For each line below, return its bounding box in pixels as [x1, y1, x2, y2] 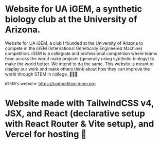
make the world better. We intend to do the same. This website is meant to [5, 61, 154, 67]
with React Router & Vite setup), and [5, 118, 154, 129]
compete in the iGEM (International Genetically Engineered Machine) [5, 45, 143, 51]
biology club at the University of [5, 14, 138, 25]
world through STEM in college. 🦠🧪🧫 [5, 71, 78, 77]
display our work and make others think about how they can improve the [5, 66, 150, 72]
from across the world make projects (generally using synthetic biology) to [5, 55, 155, 61]
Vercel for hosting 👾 [5, 129, 87, 140]
